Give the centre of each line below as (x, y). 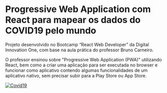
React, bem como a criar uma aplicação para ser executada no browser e (81, 65)
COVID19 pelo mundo (51, 31)
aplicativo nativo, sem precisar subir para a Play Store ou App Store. (76, 75)
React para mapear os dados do (73, 20)
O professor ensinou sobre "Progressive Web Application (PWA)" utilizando (84, 59)
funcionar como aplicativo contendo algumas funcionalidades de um (76, 70)
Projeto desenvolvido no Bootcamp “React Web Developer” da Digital (77, 44)
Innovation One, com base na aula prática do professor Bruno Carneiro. (79, 50)
